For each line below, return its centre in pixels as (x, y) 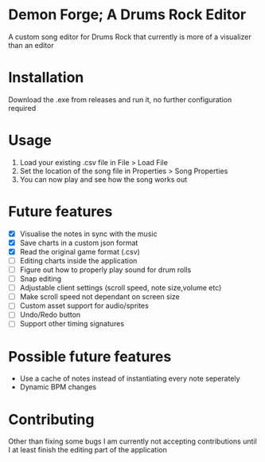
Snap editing (41, 279)
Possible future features (90, 356)
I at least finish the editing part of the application (88, 450)
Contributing (51, 419)
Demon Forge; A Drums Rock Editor (127, 15)
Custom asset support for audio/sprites (84, 306)
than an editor (31, 45)
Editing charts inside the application (78, 260)
